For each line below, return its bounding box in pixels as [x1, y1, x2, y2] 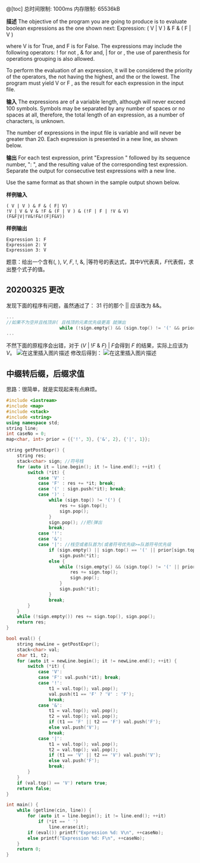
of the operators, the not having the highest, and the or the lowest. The [6, 73, 180, 80]
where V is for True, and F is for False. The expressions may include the [6, 42, 182, 50]
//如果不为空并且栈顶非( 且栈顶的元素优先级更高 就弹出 [6, 319, 126, 325]
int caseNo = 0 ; [6, 431, 46, 437]
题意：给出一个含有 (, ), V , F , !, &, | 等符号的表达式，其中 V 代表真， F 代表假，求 [6, 259, 194, 265]
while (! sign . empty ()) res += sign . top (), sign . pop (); [17, 614, 156, 620]
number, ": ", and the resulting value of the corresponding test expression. [6, 161, 188, 168]
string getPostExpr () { [6, 447, 65, 453]
